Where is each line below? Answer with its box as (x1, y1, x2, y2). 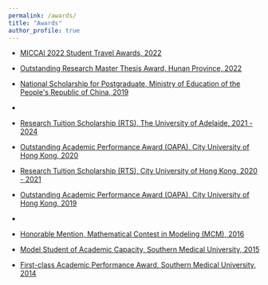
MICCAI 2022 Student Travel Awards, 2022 (19, 49, 162, 58)
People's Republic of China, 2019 (19, 88, 129, 97)
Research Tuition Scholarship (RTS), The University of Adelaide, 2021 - (19, 119, 253, 128)
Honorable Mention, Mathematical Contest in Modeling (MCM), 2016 (19, 229, 245, 239)
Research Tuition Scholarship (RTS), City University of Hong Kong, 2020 (19, 166, 258, 176)
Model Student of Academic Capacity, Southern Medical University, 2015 (19, 244, 260, 255)
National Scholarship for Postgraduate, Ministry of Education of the (19, 79, 241, 88)
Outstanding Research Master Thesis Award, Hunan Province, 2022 (19, 64, 242, 73)
